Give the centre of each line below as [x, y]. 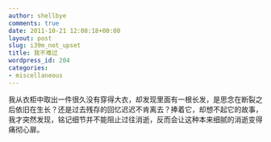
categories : [28, 68]
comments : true [34, 23]
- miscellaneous [35, 75]
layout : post [30, 38]
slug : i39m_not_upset [45, 46]
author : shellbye [38, 16]
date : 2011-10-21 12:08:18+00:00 [65, 30]
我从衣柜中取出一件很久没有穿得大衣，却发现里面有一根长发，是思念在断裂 [132, 99]
